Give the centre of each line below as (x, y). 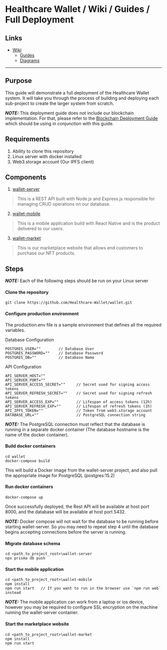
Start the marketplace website (37, 624)
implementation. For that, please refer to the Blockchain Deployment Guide (82, 118)
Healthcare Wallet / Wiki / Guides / (78, 9)
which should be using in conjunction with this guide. (60, 123)
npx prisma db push (25, 558)
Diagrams (30, 60)
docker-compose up (24, 497)
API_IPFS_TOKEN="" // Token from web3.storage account (79, 410)
